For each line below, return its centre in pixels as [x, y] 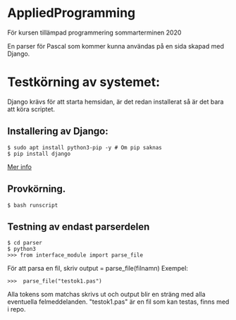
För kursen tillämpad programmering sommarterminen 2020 [94, 32]
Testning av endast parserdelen [79, 227]
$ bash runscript [33, 205]
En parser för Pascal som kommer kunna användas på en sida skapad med [116, 46]
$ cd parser [25, 243]
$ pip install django [39, 154]
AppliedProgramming [72, 13]
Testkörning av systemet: [84, 82]
